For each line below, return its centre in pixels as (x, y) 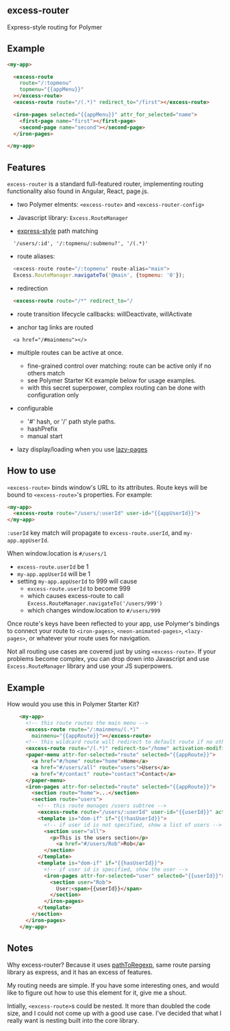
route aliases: (36, 256)
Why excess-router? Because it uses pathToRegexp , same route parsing (109, 965)
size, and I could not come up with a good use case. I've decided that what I (114, 1013)
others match (46, 373)
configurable (35, 408)
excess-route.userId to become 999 (79, 588)
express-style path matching (57, 231)
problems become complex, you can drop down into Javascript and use (108, 659)
